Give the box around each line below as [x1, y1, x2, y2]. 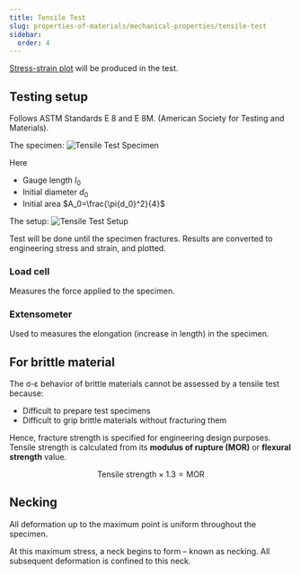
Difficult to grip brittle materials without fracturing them [22, 415, 227, 426]
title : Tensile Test [9, 13, 87, 22]
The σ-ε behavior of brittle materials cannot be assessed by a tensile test [9, 379, 280, 390]
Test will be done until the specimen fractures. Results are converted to [9, 233, 273, 244]
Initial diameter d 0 [22, 186, 89, 199]
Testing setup [9, 89, 88, 104]
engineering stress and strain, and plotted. [9, 242, 166, 253]
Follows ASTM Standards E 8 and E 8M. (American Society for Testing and [9, 113, 285, 124]
